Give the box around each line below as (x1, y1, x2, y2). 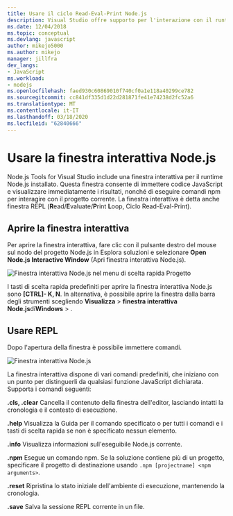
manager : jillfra (7, 56, 58, 63)
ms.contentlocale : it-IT (7, 107, 79, 114)
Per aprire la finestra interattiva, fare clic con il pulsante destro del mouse (7, 241, 217, 249)
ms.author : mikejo (7, 49, 60, 56)
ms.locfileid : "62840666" (7, 119, 82, 127)
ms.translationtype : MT (7, 101, 76, 108)
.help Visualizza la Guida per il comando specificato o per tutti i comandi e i (7, 419, 223, 428)
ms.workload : (7, 74, 45, 82)
